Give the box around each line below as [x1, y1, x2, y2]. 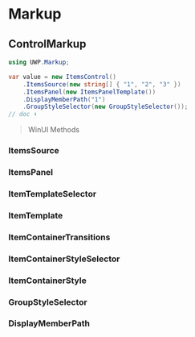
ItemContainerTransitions [8, 231, 111, 243]
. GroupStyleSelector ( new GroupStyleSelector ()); [22, 102, 189, 111]
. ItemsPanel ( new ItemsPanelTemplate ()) [22, 88, 156, 96]
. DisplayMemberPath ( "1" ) [22, 95, 106, 103]
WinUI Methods [27, 125, 80, 135]
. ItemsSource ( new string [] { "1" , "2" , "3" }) [22, 80, 181, 89]
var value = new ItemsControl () [8, 73, 116, 81]
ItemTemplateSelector [8, 188, 97, 199]
